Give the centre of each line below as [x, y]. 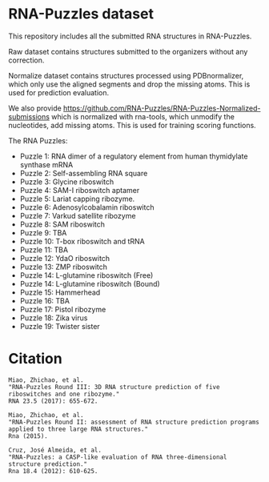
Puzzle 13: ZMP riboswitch [64, 267]
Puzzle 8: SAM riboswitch [62, 224]
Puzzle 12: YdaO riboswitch [65, 258]
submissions [29, 116]
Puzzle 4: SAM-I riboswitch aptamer [80, 190]
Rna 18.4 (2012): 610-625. [53, 471]
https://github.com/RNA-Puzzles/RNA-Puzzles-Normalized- [162, 108]
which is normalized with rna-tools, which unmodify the [143, 116]
